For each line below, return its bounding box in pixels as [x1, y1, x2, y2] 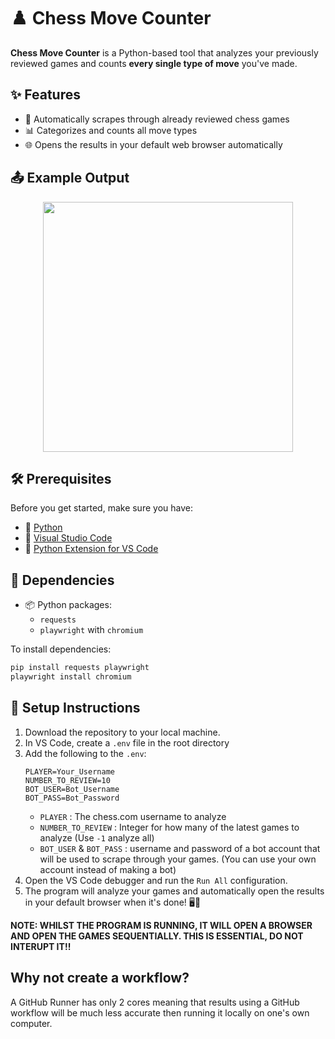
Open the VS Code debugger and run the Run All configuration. [24, 874, 288, 886]
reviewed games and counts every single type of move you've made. [10, 57, 298, 69]
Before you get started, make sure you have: [10, 502, 193, 514]
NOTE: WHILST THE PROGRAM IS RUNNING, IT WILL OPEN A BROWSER [10, 919, 313, 931]
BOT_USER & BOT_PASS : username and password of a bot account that [39, 842, 321, 854]
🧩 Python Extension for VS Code [24, 543, 159, 555]
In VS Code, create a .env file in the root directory [24, 736, 230, 749]
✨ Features [10, 86, 81, 104]
